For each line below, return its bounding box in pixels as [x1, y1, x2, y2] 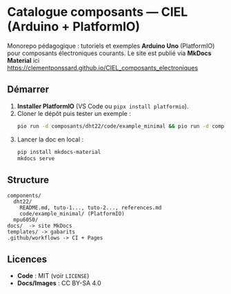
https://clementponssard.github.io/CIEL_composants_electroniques [7, 63, 199, 72]
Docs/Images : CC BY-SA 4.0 [17, 279, 101, 287]
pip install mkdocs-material [17, 148, 101, 155]
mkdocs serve [17, 155, 55, 162]
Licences [7, 253, 48, 265]
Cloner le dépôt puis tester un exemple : [17, 109, 131, 117]
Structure [7, 174, 50, 186]
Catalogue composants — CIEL [7, 4, 188, 20]
